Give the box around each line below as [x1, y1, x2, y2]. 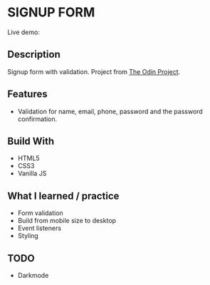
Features [7, 88, 48, 100]
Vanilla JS [17, 169, 47, 178]
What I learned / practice [7, 190, 120, 202]
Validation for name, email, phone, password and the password [17, 107, 203, 115]
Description [7, 48, 61, 61]
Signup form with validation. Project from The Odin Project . [7, 67, 181, 76]
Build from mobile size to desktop [17, 217, 116, 225]
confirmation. [17, 115, 58, 123]
